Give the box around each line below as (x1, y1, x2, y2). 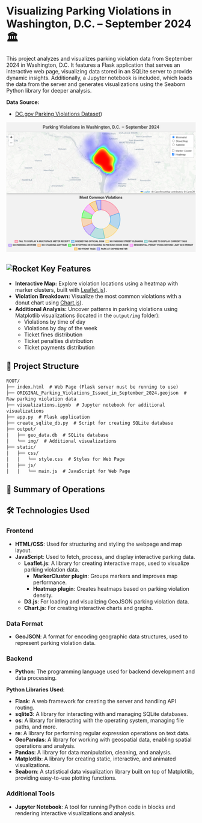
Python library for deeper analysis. (6, 87, 92, 94)
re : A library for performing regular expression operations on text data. (14, 730, 190, 737)
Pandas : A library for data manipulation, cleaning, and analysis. (14, 749, 172, 756)
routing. (14, 704, 35, 711)
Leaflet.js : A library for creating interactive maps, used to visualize (23, 559, 189, 567)
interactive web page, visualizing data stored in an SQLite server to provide (6, 67, 192, 75)
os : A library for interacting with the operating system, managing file (14, 717, 185, 724)
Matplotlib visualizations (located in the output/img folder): (14, 312, 161, 319)
